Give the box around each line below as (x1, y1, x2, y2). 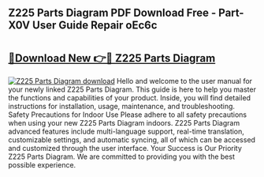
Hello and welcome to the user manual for (117, 77, 253, 85)
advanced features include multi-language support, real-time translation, (8, 126, 244, 136)
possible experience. (8, 160, 76, 169)
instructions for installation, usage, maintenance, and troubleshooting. (8, 102, 235, 111)
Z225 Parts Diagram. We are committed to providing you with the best (8, 152, 235, 161)
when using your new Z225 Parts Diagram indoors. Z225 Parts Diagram (8, 119, 240, 127)
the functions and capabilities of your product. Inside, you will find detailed (8, 93, 251, 102)
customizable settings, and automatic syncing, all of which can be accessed (8, 135, 256, 145)
